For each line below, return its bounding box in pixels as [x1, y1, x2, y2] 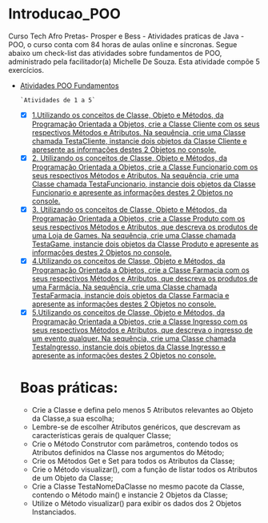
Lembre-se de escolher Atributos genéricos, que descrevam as [31, 422, 241, 432]
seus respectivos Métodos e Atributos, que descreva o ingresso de [31, 325, 254, 335]
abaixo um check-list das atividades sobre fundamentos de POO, [8, 48, 222, 58]
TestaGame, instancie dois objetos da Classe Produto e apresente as [31, 239, 259, 249]
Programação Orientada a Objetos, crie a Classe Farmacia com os [31, 265, 250, 275]
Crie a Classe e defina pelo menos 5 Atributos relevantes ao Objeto [31, 405, 254, 415]
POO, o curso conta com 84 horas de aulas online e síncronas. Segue [8, 39, 238, 49]
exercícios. [8, 65, 44, 74]
